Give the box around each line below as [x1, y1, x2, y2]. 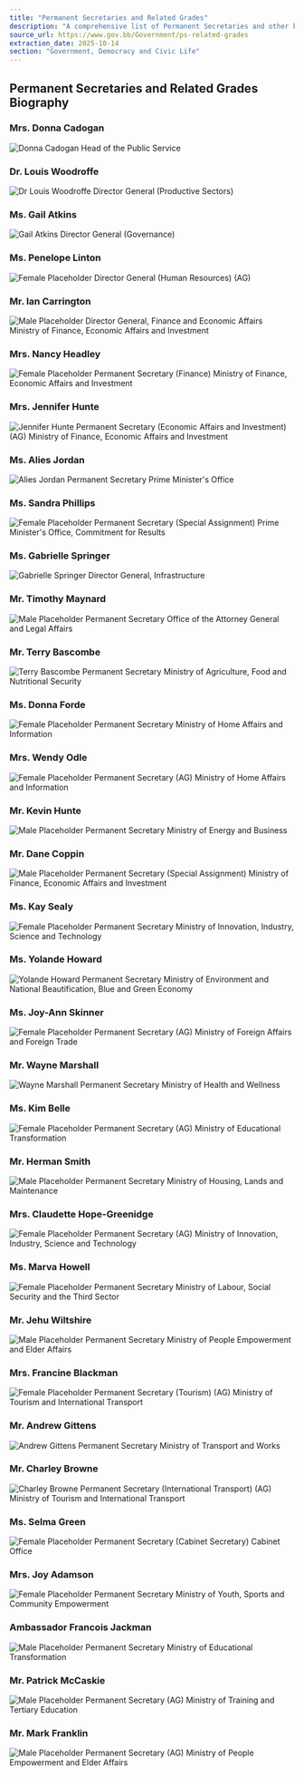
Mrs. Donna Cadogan [9, 121, 105, 134]
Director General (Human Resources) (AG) [93, 272, 252, 283]
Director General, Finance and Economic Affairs [85, 316, 263, 326]
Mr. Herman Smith [9, 1155, 91, 1168]
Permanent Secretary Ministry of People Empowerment [85, 1334, 291, 1345]
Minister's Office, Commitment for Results [9, 527, 166, 538]
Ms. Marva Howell [9, 1261, 90, 1274]
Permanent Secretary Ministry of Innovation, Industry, [93, 921, 294, 932]
